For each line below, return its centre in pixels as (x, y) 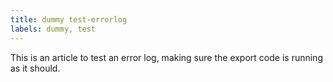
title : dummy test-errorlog (69, 19)
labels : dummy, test (53, 29)
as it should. (35, 68)
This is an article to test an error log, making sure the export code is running (166, 57)
